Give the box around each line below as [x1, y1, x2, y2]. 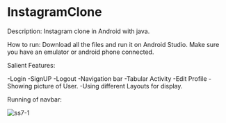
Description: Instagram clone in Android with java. [7, 27, 150, 35]
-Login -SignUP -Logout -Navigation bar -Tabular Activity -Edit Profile [7, 74, 207, 83]
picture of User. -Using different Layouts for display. [33, 82, 183, 90]
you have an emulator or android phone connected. [7, 48, 154, 56]
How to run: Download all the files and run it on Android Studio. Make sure [7, 40, 220, 48]
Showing [7, 82, 33, 90]
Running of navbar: [7, 95, 63, 104]
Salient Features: [7, 61, 56, 69]
